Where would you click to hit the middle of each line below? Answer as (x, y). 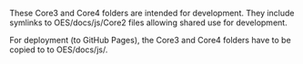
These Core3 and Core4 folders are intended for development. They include (152, 13)
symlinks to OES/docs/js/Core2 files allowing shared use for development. (149, 23)
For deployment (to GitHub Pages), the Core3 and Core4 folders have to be (150, 40)
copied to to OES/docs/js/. (59, 50)
